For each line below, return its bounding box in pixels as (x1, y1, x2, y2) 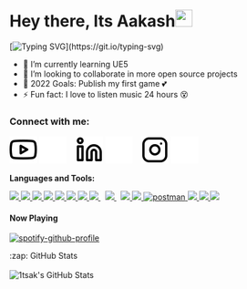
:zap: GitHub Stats (9, 251, 78, 262)
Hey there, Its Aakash (9, 11, 176, 32)
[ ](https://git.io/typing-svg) (9, 41, 164, 52)
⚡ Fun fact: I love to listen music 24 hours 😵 (22, 88, 189, 99)
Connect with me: (9, 115, 90, 128)
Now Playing (9, 212, 58, 223)
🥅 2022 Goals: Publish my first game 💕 (22, 77, 167, 88)
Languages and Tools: (9, 173, 96, 184)
